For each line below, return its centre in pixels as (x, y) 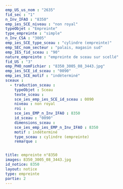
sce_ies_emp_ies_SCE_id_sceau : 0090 (54, 99)
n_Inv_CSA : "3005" (26, 38)
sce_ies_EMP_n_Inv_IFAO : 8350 (47, 113)
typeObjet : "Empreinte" (31, 29)
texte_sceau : (29, 94)
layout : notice (21, 169)
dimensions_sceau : (35, 123)
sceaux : (14, 80)
